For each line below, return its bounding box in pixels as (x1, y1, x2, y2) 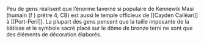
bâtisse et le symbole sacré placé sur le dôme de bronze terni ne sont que (6, 24, 193, 31)
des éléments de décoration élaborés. (6, 31, 102, 38)
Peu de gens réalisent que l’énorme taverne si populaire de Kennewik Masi (6, 5, 194, 12)
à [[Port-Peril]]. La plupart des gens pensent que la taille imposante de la (6, 18, 189, 25)
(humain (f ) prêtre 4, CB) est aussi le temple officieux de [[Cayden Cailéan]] (6, 12, 199, 19)
